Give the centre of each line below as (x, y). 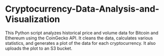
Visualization (33, 19)
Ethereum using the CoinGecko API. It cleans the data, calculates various (79, 38)
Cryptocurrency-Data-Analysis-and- (82, 9)
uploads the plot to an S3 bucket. (39, 48)
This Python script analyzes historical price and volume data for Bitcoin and (82, 33)
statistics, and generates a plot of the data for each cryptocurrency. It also (81, 43)
